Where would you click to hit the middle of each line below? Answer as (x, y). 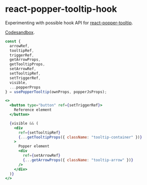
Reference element (33, 110)
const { (13, 41)
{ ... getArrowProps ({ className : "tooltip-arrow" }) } (78, 160)
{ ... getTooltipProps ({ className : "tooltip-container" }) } (80, 137)
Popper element (34, 147)
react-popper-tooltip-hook (61, 9)
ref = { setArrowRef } (42, 156)
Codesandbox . (20, 32)
